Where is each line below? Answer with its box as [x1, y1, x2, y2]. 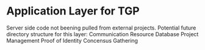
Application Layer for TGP [6, 4, 140, 18]
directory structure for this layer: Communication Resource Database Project [6, 30, 199, 37]
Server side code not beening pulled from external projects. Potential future [6, 24, 196, 31]
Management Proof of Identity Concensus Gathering [6, 37, 138, 44]
